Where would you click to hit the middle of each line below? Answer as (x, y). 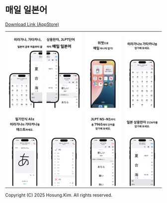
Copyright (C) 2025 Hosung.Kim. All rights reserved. (59, 195)
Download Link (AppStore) (32, 24)
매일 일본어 (26, 10)
